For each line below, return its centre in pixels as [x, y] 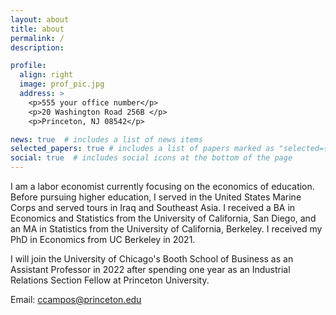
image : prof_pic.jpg [62, 84]
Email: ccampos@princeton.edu [76, 299]
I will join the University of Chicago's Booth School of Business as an [152, 259]
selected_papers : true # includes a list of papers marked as [142, 149]
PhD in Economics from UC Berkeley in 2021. [103, 239]
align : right [46, 75]
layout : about [40, 19]
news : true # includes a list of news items [106, 139]
